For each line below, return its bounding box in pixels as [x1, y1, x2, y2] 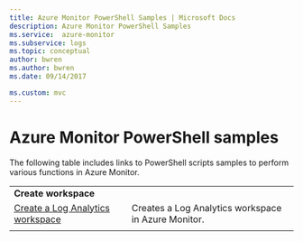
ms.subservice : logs [9, 38, 87, 48]
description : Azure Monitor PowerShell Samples [9, 22, 192, 31]
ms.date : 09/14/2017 [9, 72, 87, 81]
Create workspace [14, 187, 96, 199]
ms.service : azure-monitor [9, 30, 115, 39]
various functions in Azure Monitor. [9, 166, 140, 177]
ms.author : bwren [9, 64, 75, 73]
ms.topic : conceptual [9, 47, 91, 56]
